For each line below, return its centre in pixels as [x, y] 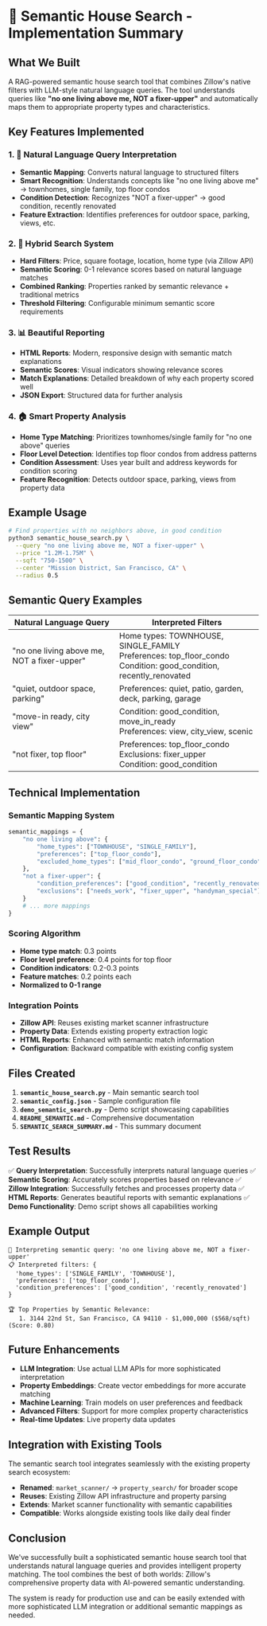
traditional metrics [49, 295]
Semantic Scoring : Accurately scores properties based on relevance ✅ [125, 1179]
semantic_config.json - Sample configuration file [100, 1100]
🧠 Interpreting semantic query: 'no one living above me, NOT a [117, 1249]
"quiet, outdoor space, [54, 689]
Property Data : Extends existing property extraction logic [114, 1031]
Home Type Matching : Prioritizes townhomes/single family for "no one [136, 436]
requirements [41, 311]
